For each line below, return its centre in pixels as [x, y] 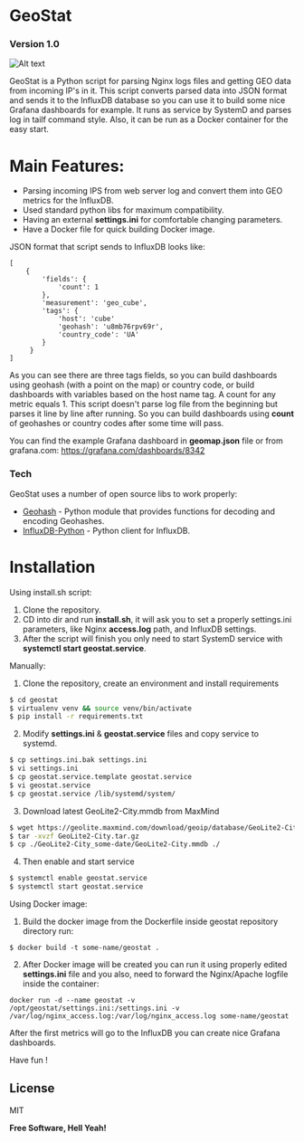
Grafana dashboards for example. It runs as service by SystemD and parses [151, 110]
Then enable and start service [78, 861]
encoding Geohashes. [63, 520]
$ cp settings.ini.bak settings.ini [78, 760]
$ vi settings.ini [44, 769]
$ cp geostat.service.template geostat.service [101, 777]
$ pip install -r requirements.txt [76, 717]
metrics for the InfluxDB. [68, 201]
